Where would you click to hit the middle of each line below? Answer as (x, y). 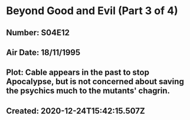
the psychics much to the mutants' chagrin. (88, 91)
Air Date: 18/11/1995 (43, 52)
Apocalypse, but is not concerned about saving (95, 81)
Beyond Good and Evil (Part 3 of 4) (92, 11)
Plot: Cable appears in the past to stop (78, 73)
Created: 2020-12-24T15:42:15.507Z (76, 111)
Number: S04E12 (38, 33)
